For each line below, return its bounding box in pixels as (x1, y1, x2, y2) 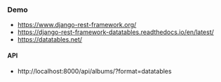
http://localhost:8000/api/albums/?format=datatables (17, 67, 172, 75)
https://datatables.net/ (17, 35, 83, 44)
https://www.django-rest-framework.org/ (17, 21, 137, 29)
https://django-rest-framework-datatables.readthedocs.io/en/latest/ (17, 28, 214, 36)
